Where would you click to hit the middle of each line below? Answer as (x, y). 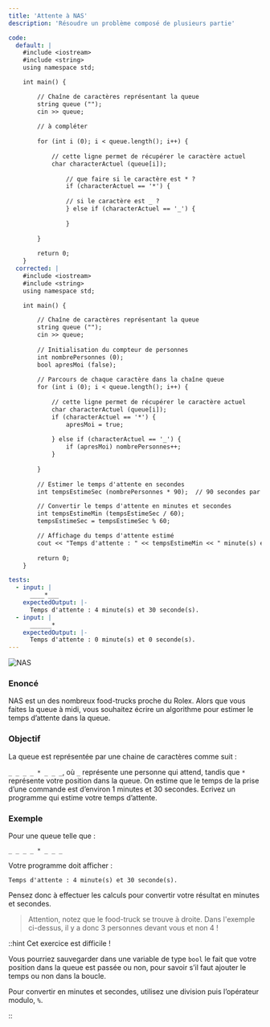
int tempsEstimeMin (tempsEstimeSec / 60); (111, 514)
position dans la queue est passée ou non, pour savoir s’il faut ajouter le (127, 968)
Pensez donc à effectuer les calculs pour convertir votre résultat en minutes (134, 895)
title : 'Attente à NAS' (48, 16)
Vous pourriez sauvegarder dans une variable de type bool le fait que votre (133, 959)
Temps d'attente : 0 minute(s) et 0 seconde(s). (112, 640)
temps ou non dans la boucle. (57, 976)
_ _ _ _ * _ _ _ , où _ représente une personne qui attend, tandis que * (127, 771)
